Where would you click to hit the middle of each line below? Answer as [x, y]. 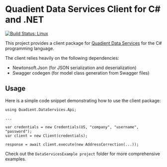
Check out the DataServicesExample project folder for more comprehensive [83, 154]
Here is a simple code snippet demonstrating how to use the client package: [83, 100]
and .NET [25, 20]
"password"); [19, 131]
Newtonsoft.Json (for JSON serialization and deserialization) [74, 68]
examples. [16, 159]
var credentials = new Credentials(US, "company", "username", [72, 127]
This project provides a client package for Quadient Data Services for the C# [83, 43]
